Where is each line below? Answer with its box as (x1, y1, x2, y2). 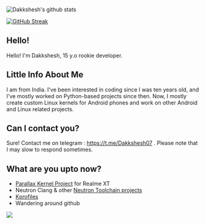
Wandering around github (15, 199, 80, 207)
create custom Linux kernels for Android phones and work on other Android (6, 99, 198, 106)
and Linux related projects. (6, 105, 74, 113)
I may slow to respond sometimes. (6, 146, 93, 153)
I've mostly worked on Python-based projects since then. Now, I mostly (6, 92, 187, 99)
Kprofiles (15, 193, 39, 201)
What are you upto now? (6, 163, 102, 174)
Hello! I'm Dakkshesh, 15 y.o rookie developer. (6, 52, 123, 59)
